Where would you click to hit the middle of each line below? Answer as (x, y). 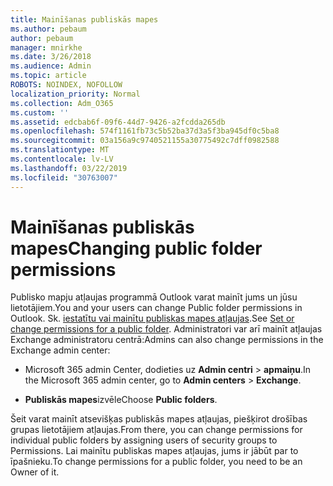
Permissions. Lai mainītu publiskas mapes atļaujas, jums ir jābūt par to (154, 451)
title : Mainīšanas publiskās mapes (84, 19)
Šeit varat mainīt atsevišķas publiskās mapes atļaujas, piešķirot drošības (159, 419)
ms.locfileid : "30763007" (64, 177)
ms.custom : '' (40, 112)
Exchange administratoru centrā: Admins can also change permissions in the (167, 340)
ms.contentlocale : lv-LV (62, 159)
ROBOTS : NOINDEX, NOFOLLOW (66, 85)
